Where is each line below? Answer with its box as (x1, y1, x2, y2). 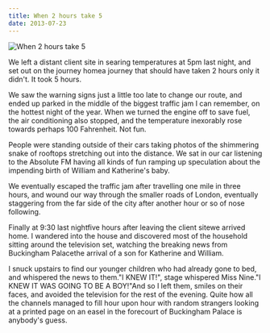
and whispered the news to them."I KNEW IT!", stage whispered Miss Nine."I (8, 272, 261, 282)
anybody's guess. (8, 315, 68, 325)
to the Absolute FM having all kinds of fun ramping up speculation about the (8, 156, 260, 166)
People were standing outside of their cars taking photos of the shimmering (8, 139, 260, 149)
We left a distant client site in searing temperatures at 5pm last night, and (8, 57, 251, 67)
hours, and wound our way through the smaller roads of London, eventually (8, 189, 259, 199)
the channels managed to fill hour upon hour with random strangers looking (8, 298, 260, 307)
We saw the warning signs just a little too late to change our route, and (8, 89, 243, 99)
